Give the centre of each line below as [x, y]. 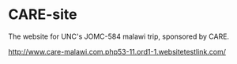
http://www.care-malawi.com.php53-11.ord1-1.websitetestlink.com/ [117, 51]
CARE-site [43, 15]
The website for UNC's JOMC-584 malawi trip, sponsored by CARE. [119, 36]
